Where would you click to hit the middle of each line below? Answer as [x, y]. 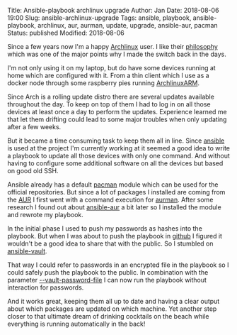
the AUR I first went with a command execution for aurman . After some [110, 199]
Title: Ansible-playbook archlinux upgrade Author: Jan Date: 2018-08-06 [113, 10]
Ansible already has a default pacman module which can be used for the [113, 185]
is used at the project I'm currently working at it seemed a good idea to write [118, 148]
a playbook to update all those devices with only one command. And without [118, 156]
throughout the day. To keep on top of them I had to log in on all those [109, 104]
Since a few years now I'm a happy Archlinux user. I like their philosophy [112, 46]
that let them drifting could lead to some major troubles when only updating [117, 119]
